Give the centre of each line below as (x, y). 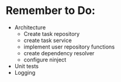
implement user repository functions (69, 47)
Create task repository (52, 33)
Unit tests (26, 66)
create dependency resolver (59, 53)
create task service (48, 40)
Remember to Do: (50, 11)
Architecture (30, 27)
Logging (25, 72)
